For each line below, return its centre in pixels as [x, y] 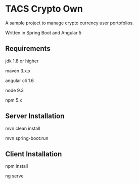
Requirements [28, 49]
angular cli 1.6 [20, 80]
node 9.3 [14, 90]
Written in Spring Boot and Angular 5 [43, 32]
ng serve [14, 176]
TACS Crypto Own [44, 9]
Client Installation [34, 154]
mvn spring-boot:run [27, 138]
